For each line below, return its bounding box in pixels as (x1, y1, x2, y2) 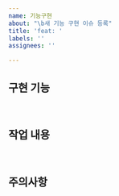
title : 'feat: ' (8, 27, 63, 35)
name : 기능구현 (8, 11, 52, 20)
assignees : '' (8, 42, 56, 50)
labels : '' (8, 34, 45, 43)
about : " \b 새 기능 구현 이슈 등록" (8, 19, 113, 27)
